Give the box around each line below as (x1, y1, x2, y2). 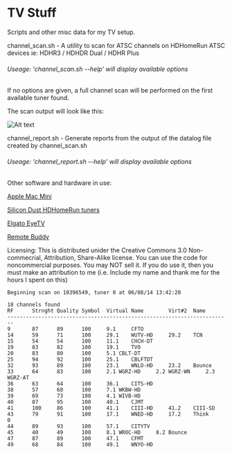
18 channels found (7, 301, 60, 309)
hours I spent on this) (7, 276, 68, 284)
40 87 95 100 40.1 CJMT (7, 398, 144, 406)
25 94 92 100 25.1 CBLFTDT (7, 356, 154, 363)
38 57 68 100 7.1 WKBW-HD (7, 387, 141, 394)
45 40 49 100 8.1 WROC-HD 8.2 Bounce (7, 429, 188, 436)
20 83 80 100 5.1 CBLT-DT (7, 350, 141, 357)
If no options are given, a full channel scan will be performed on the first (7, 86, 213, 95)
